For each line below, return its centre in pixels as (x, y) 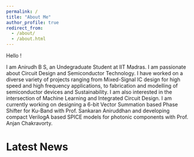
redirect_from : (25, 28)
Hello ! (14, 56)
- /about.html (29, 39)
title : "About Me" (29, 17)
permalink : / (22, 11)
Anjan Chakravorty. (29, 123)
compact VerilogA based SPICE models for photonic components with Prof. (97, 117)
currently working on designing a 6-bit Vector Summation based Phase (92, 104)
